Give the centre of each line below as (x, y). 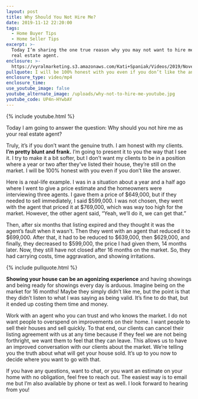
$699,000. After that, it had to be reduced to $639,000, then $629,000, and (98, 237)
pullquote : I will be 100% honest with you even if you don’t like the (96, 72)
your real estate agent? (34, 134)
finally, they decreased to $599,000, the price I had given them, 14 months (97, 243)
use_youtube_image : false (38, 89)
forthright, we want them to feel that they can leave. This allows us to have (97, 341)
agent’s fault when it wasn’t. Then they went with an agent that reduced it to (98, 231)
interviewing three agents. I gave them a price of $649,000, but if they (91, 194)
